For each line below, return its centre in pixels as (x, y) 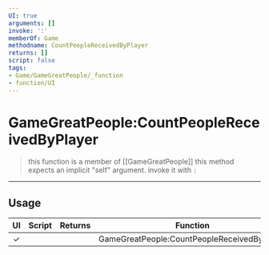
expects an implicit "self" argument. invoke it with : (112, 170)
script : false (32, 61)
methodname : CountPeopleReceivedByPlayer (78, 46)
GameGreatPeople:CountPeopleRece (134, 122)
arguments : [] (32, 23)
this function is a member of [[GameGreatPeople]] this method (131, 162)
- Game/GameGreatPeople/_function (66, 75)
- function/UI (32, 83)
